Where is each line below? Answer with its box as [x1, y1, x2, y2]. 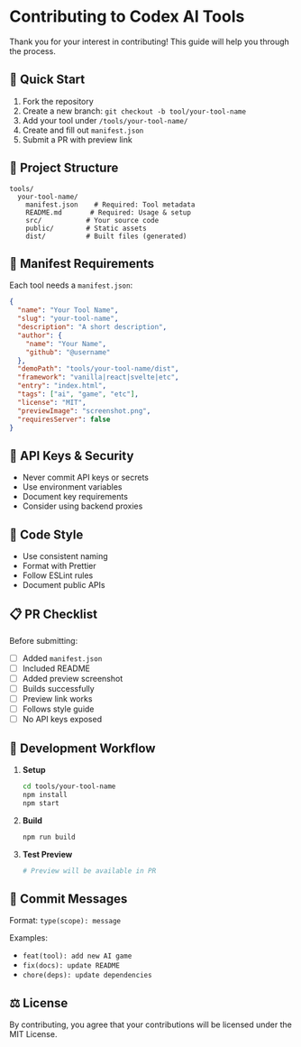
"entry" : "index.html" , [17, 381, 106, 390]
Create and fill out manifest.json [22, 124, 144, 135]
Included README [22, 663, 90, 674]
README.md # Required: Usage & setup [25, 207, 192, 217]
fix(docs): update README [22, 961, 120, 970]
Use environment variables [22, 482, 123, 492]
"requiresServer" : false [17, 415, 111, 424]
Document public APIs [22, 580, 105, 590]
